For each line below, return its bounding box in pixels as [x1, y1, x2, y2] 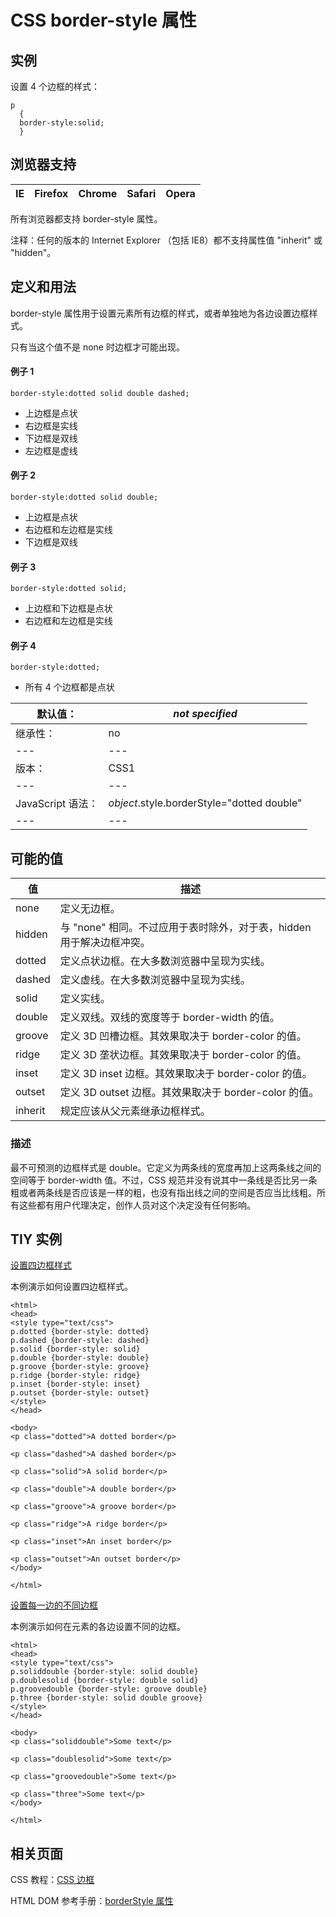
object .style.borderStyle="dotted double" [108, 796, 303, 810]
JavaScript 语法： [15, 797, 99, 811]
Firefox [34, 186, 69, 200]
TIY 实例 [10, 1231, 63, 1248]
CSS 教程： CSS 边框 [10, 1874, 95, 1886]
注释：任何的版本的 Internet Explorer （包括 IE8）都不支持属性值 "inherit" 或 [10, 234, 323, 246]
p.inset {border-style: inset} [10, 1379, 141, 1390]
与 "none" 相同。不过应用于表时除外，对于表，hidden [59, 921, 312, 935]
